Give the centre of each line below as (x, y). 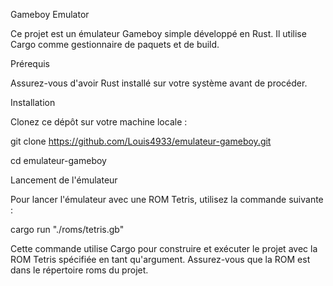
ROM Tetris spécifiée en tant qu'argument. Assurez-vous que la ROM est (160, 259)
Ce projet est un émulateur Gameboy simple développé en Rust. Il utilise (158, 33)
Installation (33, 102)
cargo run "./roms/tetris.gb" (67, 229)
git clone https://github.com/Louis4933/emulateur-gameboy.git (141, 141)
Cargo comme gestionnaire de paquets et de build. (115, 44)
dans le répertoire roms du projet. (79, 270)
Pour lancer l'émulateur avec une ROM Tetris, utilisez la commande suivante (167, 199)
